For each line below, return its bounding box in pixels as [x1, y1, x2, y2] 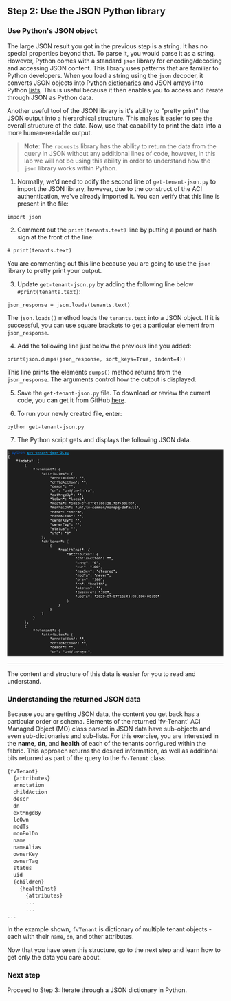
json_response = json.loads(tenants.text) [7, 301, 131, 308]
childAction [13, 789, 48, 796]
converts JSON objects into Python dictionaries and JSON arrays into [7, 79, 204, 87]
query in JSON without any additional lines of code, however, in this [23, 149, 216, 157]
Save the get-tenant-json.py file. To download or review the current [16, 388, 211, 397]
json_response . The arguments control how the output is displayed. [7, 375, 197, 384]
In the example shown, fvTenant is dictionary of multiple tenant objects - [7, 925, 212, 933]
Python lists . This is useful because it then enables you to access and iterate [7, 86, 224, 94]
